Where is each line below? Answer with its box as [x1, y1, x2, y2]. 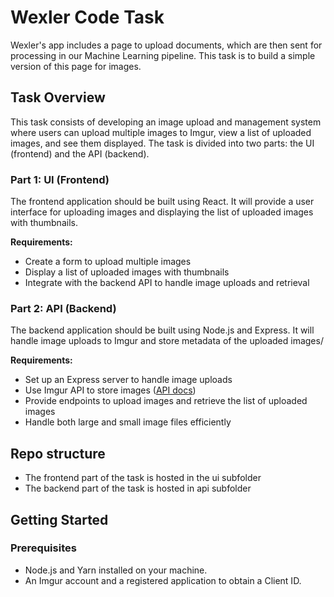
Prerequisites [10, 541, 77, 555]
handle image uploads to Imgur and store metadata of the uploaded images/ [10, 335, 324, 347]
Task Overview [10, 89, 106, 106]
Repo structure [10, 445, 106, 462]
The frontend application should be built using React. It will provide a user [10, 196, 315, 208]
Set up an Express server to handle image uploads [24, 374, 233, 386]
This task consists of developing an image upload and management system [10, 116, 322, 128]
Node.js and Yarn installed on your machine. [24, 564, 208, 576]
